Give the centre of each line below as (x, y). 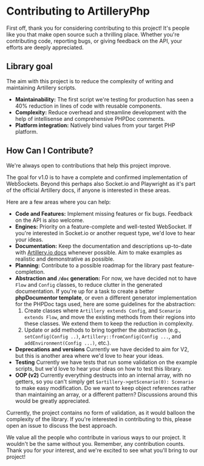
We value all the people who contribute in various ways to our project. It (96, 437)
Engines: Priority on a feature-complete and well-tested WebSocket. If (104, 227)
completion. (30, 272)
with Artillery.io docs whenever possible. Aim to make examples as (98, 252)
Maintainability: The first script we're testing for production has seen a (104, 99)
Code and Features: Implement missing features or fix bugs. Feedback (104, 213)
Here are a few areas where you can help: (59, 202)
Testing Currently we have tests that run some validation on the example (106, 362)
